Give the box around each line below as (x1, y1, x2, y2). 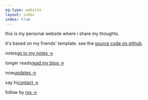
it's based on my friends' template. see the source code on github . (5, 40, 143, 46)
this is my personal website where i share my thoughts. (5, 31, 119, 37)
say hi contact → (5, 79, 39, 86)
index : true (5, 17, 30, 22)
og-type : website (5, 7, 42, 13)
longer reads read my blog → (5, 60, 64, 66)
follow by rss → (5, 89, 37, 95)
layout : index (5, 12, 35, 17)
